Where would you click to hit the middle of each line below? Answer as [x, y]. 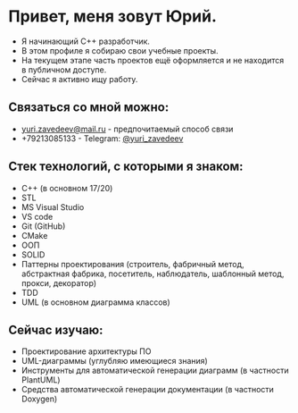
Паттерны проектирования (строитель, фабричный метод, [132, 264]
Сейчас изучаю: [56, 329]
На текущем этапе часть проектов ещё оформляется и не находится [153, 60]
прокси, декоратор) [59, 282]
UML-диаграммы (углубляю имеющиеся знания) [115, 361]
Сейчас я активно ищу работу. [79, 79]
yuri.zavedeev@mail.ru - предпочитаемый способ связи [127, 129]
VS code [37, 216]
